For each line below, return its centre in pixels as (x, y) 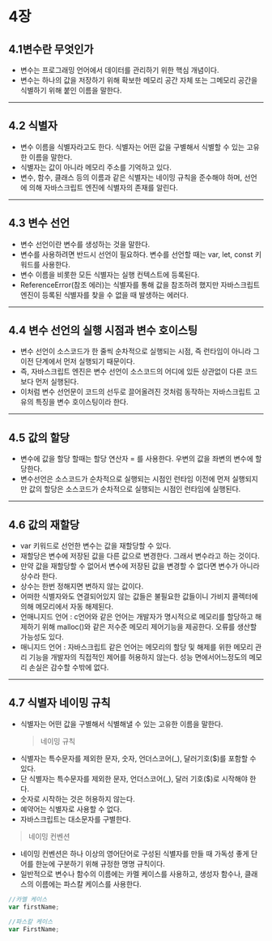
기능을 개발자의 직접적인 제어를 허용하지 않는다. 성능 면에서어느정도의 (138, 657)
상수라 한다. (39, 576)
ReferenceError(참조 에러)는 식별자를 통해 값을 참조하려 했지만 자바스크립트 (140, 284)
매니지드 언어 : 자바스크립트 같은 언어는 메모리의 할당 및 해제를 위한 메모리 (136, 647)
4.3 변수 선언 (39, 223)
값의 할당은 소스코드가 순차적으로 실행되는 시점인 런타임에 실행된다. (135, 489)
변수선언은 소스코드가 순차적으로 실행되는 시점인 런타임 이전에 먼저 (125, 479)
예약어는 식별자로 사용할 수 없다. (71, 809)
